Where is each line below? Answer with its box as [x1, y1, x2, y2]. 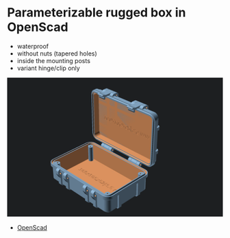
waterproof [16, 42, 49, 50]
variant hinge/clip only [16, 64, 80, 72]
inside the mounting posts [16, 56, 91, 64]
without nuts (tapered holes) [16, 49, 97, 58]
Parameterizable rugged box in [7, 5, 186, 21]
